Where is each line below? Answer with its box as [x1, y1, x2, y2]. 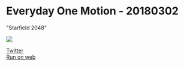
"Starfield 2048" [6, 24, 47, 31]
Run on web [6, 53, 36, 61]
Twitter [6, 47, 24, 54]
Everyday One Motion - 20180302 [6, 4, 179, 18]
